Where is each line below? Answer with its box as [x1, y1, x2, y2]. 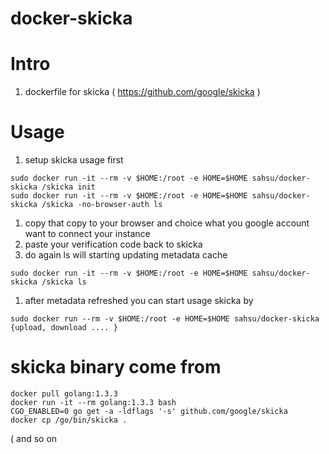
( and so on [10, 433, 58, 444]
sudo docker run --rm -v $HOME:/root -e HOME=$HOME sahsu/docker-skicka [10, 314, 320, 324]
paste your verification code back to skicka [24, 238, 203, 251]
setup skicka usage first [24, 154, 124, 166]
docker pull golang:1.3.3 [10, 389, 118, 399]
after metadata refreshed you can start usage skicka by [24, 295, 254, 307]
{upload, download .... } [10, 323, 118, 333]
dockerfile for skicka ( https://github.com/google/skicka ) [24, 86, 261, 98]
